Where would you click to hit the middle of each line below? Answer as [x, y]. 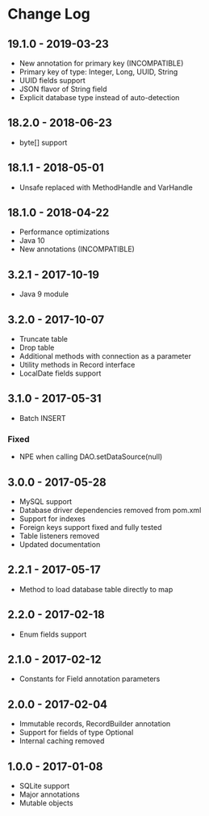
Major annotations [49, 795]
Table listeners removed [59, 536]
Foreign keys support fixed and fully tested [90, 527]
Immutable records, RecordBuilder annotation [95, 724]
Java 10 [32, 241]
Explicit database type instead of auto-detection [99, 97]
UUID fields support [52, 80]
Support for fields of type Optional [76, 733]
